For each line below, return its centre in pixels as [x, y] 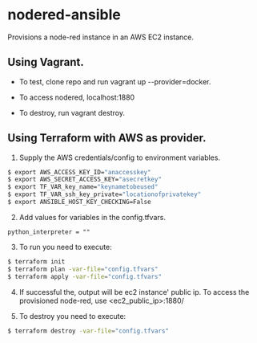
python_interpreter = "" [49, 232]
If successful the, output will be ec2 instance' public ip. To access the [134, 292]
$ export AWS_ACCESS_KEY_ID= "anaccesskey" [79, 172]
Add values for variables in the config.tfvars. [92, 217]
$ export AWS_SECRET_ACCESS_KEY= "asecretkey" [84, 180]
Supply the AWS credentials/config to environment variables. [120, 157]
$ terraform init [36, 261]
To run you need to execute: [66, 247]
